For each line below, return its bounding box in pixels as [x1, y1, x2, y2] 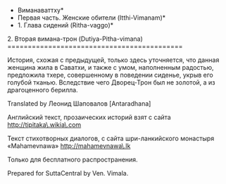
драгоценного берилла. [7, 86, 79, 94]
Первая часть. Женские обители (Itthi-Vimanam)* [17, 13, 166, 22]
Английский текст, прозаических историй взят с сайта [7, 113, 171, 121]
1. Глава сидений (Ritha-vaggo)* [17, 21, 114, 29]
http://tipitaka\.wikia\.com [7, 121, 82, 129]
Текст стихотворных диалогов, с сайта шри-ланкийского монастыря [7, 134, 215, 142]
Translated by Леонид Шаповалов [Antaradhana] [7, 99, 151, 108]
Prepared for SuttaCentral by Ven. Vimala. [7, 169, 129, 177]
